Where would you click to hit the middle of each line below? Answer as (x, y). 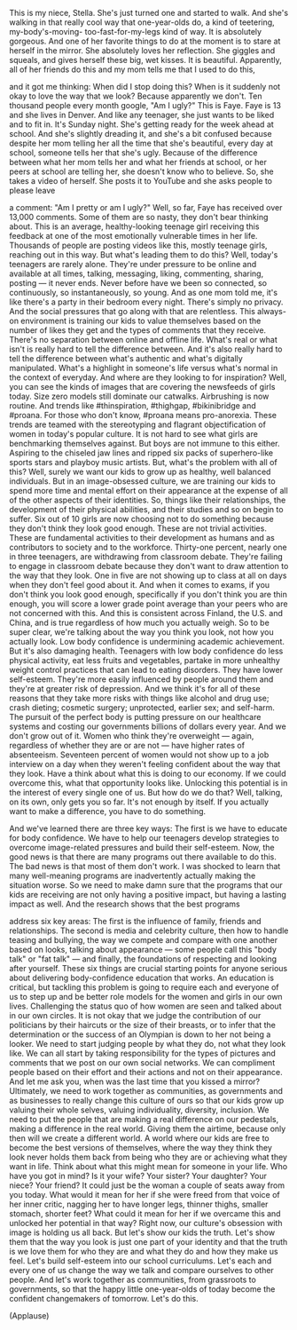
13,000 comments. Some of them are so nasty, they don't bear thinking (139, 217)
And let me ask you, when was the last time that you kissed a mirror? (134, 1081)
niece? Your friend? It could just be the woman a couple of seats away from (147, 1185)
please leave (32, 190)
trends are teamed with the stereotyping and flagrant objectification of (137, 424)
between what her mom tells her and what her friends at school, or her (138, 162)
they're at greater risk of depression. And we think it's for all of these (135, 689)
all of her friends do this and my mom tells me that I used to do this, (132, 69)
